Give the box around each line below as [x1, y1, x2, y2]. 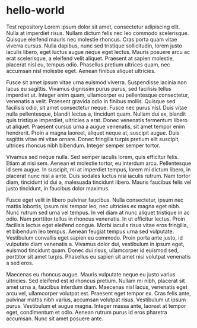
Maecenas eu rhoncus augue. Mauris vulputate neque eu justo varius [6, 270, 176, 278]
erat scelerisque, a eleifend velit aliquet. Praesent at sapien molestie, [6, 55, 174, 62]
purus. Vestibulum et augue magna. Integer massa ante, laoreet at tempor [6, 302, 186, 309]
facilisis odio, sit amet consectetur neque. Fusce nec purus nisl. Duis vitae [6, 104, 188, 111]
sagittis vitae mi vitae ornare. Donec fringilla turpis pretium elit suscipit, [6, 135, 180, 142]
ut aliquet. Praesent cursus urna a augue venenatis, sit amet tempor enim [6, 123, 185, 130]
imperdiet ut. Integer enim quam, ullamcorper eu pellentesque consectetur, [6, 91, 189, 98]
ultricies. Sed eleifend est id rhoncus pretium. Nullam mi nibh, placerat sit [6, 277, 185, 284]
